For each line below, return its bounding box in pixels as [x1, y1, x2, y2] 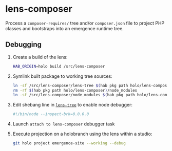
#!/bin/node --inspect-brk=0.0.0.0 [12, 112, 89, 117]
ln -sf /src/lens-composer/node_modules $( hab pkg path [12, 93, 135, 98]
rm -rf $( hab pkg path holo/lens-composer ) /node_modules [12, 88, 138, 93]
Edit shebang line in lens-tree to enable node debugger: [12, 102, 132, 108]
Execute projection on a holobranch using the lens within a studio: [12, 131, 152, 137]
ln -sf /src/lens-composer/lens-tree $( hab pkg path [12, 83, 128, 88]
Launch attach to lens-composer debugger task [12, 121, 115, 127]
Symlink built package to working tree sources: [12, 73, 113, 79]
